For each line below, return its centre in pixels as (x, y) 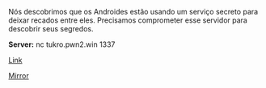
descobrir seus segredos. (51, 29)
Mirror (19, 75)
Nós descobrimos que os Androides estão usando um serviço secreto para (133, 12)
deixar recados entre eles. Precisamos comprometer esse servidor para (128, 20)
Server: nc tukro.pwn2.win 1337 (62, 44)
